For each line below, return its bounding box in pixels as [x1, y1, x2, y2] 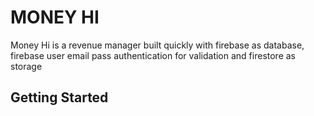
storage [10, 60, 43, 72]
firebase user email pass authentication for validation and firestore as [10, 49, 296, 61]
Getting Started [10, 89, 109, 106]
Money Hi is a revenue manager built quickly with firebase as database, [10, 39, 305, 51]
